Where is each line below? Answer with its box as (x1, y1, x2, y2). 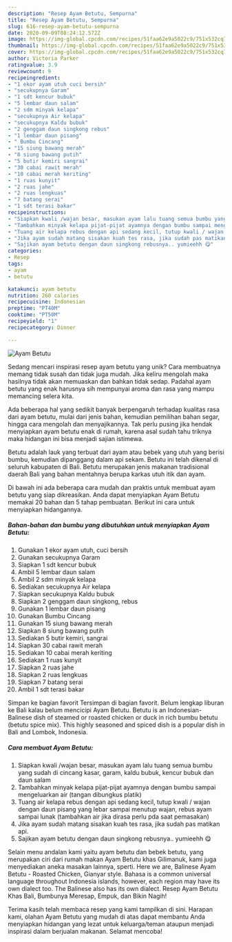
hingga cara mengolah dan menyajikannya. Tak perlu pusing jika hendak (8, 420, 213, 428)
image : (8, 36, 27, 43)
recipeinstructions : (8, 209, 67, 216)
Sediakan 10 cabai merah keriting (17, 648, 112, 656)
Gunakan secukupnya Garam (17, 553, 101, 561)
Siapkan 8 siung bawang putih (17, 626, 104, 635)
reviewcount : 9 (8, 68, 52, 75)
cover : (8, 49, 27, 56)
